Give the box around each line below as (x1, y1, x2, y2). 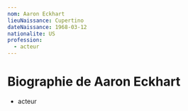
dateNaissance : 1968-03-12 (7, 23, 87, 30)
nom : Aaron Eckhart (7, 10, 65, 18)
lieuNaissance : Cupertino (7, 17, 84, 24)
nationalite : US (7, 30, 55, 37)
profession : (7, 37, 43, 44)
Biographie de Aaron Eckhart (7, 74, 181, 90)
